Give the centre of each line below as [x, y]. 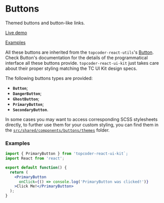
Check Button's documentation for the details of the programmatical [77, 57]
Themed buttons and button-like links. [45, 23]
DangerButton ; [27, 93]
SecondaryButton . [30, 109]
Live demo [16, 32]
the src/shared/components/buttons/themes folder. [58, 130]
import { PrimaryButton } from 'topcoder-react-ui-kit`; [67, 154]
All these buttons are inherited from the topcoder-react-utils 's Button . [79, 52]
